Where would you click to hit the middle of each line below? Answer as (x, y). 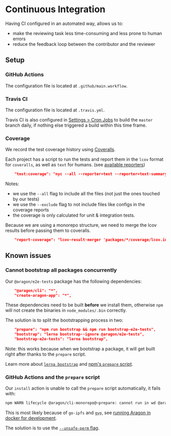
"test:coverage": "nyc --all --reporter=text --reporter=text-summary (91, 174)
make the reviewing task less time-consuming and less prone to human (87, 33)
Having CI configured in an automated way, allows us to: (64, 23)
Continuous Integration (55, 9)
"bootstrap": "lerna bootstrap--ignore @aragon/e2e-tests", (79, 334)
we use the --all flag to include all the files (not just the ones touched (86, 194)
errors (19, 39)
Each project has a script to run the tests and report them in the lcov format (84, 159)
